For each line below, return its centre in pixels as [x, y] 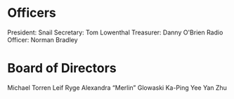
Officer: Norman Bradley [43, 39]
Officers [32, 13]
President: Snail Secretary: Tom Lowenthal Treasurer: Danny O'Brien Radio [115, 32]
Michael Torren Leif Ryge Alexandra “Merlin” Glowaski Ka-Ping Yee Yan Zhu [117, 87]
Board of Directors [62, 68]
